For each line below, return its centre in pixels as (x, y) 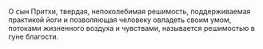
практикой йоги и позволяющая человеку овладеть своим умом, (120, 20)
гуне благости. (34, 36)
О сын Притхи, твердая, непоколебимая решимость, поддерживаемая (130, 11)
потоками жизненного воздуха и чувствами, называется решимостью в (132, 28)
